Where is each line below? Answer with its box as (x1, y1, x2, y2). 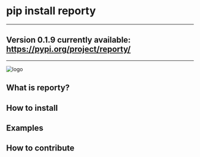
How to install (6, 102, 58, 113)
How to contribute (6, 143, 75, 153)
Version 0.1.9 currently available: (6, 35, 131, 45)
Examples (6, 123, 43, 133)
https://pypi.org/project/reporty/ (6, 44, 131, 55)
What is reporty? (6, 83, 70, 93)
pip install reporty (6, 4, 96, 18)
